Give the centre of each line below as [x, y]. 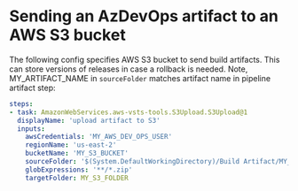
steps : [21, 103]
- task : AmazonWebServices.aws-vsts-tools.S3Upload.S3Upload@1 [129, 112]
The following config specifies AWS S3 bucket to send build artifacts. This [145, 59]
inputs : [31, 129]
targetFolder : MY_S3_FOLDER [77, 178]
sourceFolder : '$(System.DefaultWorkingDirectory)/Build [133, 162]
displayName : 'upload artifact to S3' [89, 120]
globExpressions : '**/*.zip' [79, 170]
